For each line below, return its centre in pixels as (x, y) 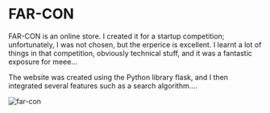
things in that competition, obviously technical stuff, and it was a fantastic (130, 53)
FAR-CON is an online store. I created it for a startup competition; (116, 36)
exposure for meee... (43, 62)
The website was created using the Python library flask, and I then (118, 77)
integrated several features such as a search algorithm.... (103, 86)
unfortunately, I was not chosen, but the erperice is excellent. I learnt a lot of (135, 44)
